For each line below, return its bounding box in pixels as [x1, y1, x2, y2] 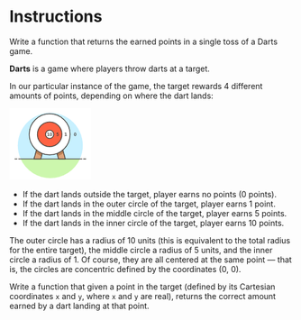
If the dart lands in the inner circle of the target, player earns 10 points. [22, 217, 285, 228]
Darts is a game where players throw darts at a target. [9, 63, 210, 74]
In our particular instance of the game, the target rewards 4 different [9, 80, 263, 91]
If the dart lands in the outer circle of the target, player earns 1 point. [22, 198, 277, 209]
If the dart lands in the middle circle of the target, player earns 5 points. [22, 207, 287, 218]
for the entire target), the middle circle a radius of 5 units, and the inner [9, 244, 273, 255]
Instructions [9, 6, 103, 27]
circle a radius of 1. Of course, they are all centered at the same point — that [9, 254, 293, 265]
